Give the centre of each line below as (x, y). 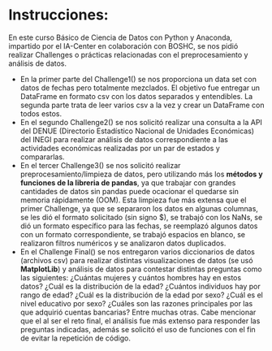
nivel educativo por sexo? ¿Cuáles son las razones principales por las (136, 303)
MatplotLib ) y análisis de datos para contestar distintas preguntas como (141, 269)
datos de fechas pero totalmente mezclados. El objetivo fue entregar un (140, 88)
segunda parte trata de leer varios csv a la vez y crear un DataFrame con (142, 105)
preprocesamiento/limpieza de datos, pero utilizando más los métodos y (141, 174)
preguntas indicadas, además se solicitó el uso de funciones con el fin (138, 329)
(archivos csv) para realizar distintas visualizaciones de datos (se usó (136, 260)
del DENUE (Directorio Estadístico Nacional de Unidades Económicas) (137, 131)
